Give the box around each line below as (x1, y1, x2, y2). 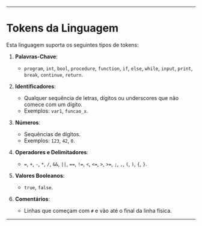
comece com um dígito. (23, 101, 83, 108)
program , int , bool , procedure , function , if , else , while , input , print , (23, 64, 193, 72)
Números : (14, 119, 41, 126)
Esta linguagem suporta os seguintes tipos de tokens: (6, 41, 139, 48)
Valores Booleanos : (14, 172, 65, 179)
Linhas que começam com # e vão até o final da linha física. (23, 207, 173, 214)
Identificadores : (14, 83, 56, 90)
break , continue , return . (23, 71, 83, 78)
